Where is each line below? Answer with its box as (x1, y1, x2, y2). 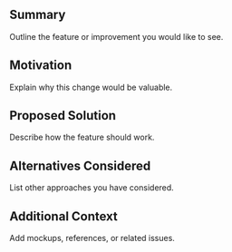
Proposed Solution (9, 108, 116, 123)
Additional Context (9, 208, 118, 224)
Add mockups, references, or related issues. (9, 233, 175, 244)
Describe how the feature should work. (9, 131, 155, 143)
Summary (9, 7, 66, 23)
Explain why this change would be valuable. (9, 82, 173, 92)
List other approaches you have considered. (9, 182, 174, 193)
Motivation (9, 58, 72, 73)
